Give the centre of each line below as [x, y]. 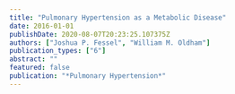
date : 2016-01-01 [42, 26]
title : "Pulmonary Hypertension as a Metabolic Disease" [118, 17]
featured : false [39, 68]
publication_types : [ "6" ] [57, 51]
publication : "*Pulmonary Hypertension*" [88, 76]
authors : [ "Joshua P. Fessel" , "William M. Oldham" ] [110, 43]
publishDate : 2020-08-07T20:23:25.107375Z [90, 34]
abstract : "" [34, 59]
